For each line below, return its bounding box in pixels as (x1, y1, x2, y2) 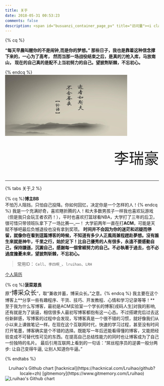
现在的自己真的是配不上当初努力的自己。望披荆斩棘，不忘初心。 (14, 60, 143, 65)
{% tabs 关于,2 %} (5, 186, 42, 192)
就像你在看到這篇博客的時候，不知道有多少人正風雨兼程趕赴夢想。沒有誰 (13, 233, 159, 238)
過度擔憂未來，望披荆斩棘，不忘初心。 (5, 251, 82, 257)
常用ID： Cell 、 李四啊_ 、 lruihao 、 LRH (17, 261, 92, 267)
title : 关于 (5, 8, 28, 13)
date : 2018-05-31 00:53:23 (5, 13, 60, 18)
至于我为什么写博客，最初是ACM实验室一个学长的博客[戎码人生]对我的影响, (5, 303, 156, 309)
